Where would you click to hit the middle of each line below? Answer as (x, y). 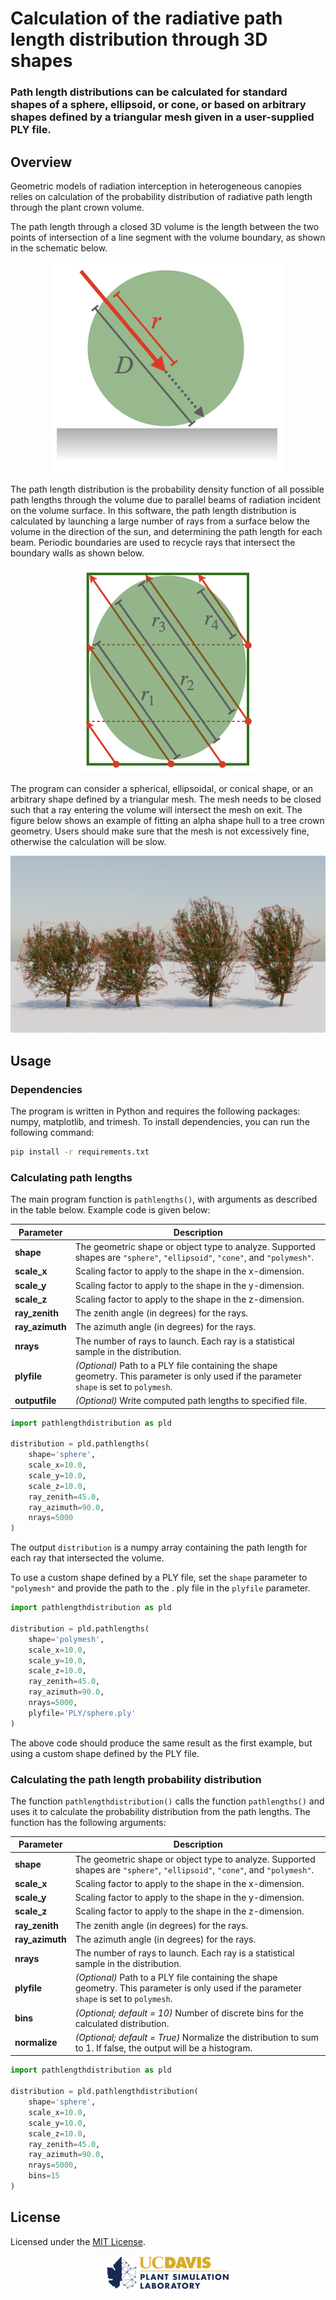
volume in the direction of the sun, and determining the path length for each (166, 531)
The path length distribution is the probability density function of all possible (167, 489)
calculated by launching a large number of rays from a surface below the (160, 521)
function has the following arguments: (88, 1822)
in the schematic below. (59, 248)
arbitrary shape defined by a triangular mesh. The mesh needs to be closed (166, 799)
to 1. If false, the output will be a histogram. (163, 2048)
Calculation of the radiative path (146, 18)
